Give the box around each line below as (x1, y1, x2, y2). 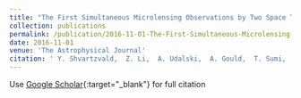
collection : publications (9, 21, 106, 30)
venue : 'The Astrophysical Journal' (9, 46, 146, 55)
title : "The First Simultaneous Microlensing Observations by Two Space (9, 12, 287, 22)
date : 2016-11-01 (9, 37, 74, 47)
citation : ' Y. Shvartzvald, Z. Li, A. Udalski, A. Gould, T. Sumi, (9, 54, 287, 63)
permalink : (9, 29, 50, 38)
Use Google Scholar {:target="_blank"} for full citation (9, 79, 206, 89)
